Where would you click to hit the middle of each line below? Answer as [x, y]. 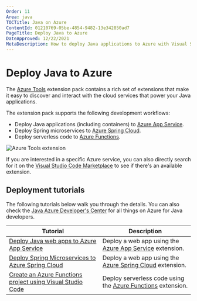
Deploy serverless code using [143, 278]
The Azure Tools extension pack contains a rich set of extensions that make [98, 89]
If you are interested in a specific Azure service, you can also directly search [98, 159]
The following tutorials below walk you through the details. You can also [93, 204]
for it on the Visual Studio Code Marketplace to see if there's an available [94, 165]
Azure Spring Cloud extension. [144, 265]
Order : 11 [18, 11]
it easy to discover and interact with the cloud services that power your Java [98, 95]
